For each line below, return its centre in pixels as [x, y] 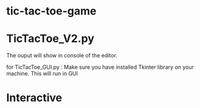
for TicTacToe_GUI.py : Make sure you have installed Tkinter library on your [100, 67]
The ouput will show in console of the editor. [62, 56]
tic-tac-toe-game [51, 11]
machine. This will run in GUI [42, 74]
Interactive [34, 98]
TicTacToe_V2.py [50, 39]
